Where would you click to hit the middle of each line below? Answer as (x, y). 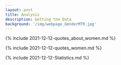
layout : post (19, 10)
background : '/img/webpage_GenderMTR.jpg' (51, 24)
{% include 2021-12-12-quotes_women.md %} (54, 48)
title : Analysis (22, 15)
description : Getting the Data (38, 19)
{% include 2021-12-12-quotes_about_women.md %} (60, 38)
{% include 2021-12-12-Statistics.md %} (47, 58)
